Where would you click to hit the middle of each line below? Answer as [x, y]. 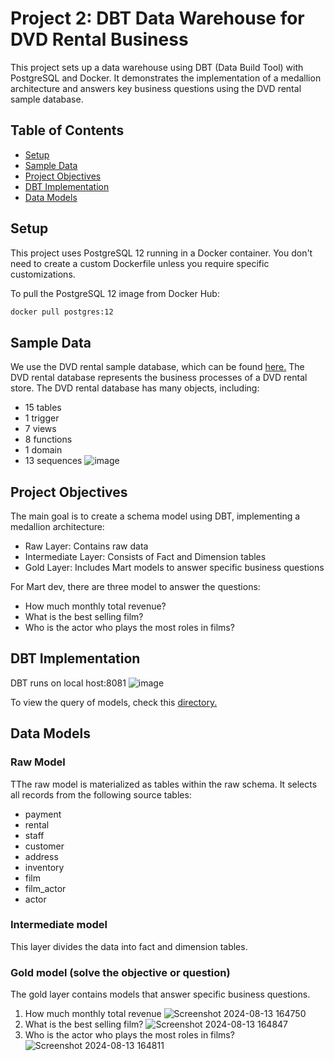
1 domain [43, 450]
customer [44, 846]
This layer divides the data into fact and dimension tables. [129, 946]
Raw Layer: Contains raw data [86, 546]
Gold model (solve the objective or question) [120, 972]
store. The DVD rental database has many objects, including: [135, 388]
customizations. [43, 274]
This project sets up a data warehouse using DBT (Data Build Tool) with [157, 67]
